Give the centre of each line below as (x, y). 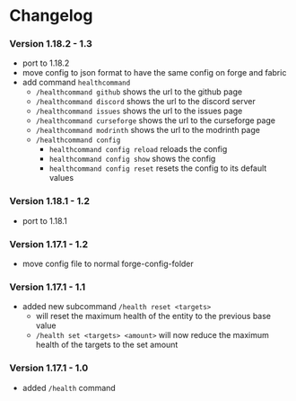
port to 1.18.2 (46, 63)
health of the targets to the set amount (107, 345)
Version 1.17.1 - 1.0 (49, 368)
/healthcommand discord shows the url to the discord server (145, 102)
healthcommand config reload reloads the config (138, 149)
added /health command (69, 388)
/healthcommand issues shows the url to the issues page (139, 111)
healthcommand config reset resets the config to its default (158, 168)
